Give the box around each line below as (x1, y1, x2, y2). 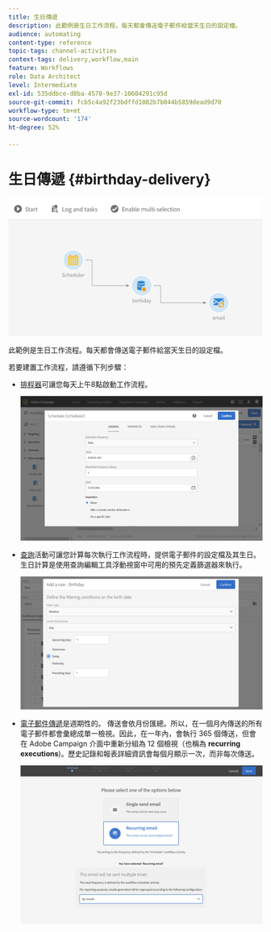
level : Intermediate (8, 81, 78, 89)
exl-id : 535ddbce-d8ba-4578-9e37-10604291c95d (8, 89, 168, 98)
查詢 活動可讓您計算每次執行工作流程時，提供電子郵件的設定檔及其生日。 (19, 549, 261, 560)
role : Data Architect (8, 73, 81, 81)
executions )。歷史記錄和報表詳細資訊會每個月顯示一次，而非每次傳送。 (19, 749, 260, 759)
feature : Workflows (8, 64, 74, 73)
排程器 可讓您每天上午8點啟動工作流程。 (19, 380, 152, 389)
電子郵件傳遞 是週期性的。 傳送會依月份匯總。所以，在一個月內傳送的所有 (19, 718, 263, 729)
